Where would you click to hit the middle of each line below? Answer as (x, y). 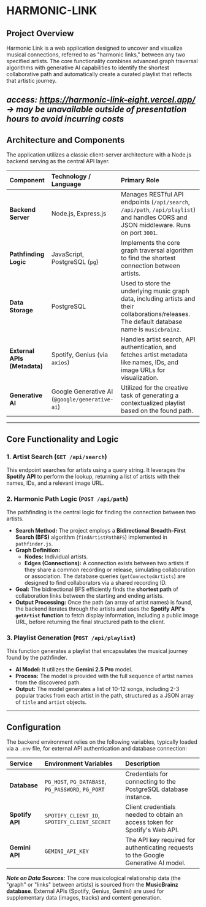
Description (143, 763)
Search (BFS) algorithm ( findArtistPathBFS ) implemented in (91, 537)
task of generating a (150, 395)
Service (21, 763)
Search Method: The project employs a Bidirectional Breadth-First (100, 531)
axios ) (60, 363)
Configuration (34, 727)
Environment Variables (79, 763)
